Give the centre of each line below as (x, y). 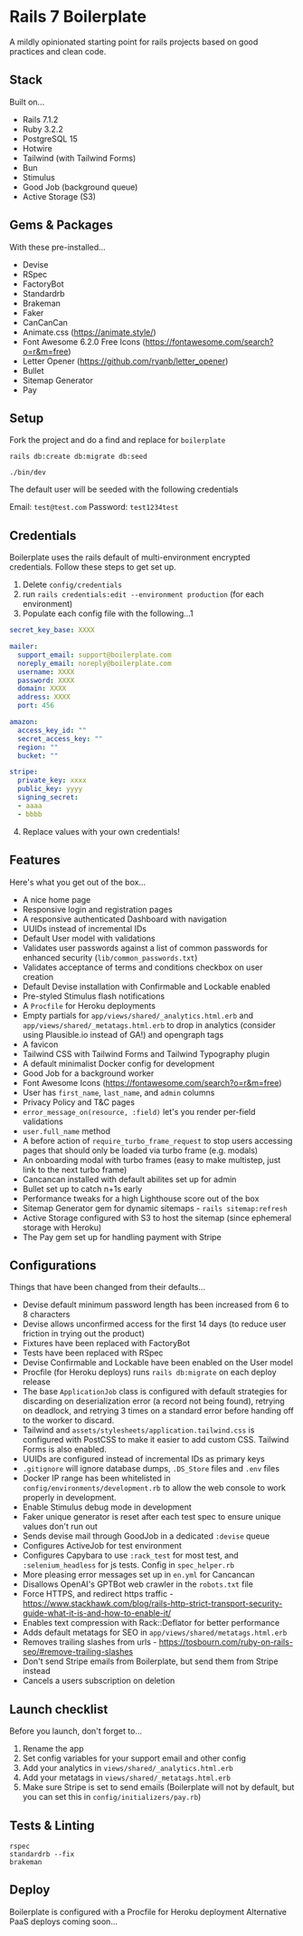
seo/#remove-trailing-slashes (78, 1652)
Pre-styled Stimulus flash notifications (94, 996)
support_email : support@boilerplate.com (95, 655)
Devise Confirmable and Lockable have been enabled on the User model (158, 1363)
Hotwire (37, 148)
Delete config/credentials (72, 585)
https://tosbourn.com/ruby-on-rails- (226, 1642)
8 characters (46, 1315)
